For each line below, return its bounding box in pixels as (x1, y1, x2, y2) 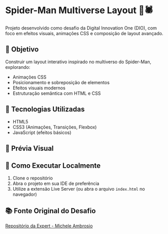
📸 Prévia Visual (5, 144, 54, 152)
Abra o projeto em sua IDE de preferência (12, 180, 99, 187)
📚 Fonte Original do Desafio (5, 206, 96, 215)
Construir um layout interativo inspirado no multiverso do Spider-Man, (5, 59, 151, 65)
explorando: (5, 64, 30, 70)
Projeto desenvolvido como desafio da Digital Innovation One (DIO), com (5, 24, 157, 31)
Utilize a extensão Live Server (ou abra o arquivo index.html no (12, 186, 145, 192)
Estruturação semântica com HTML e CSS (12, 90, 101, 96)
